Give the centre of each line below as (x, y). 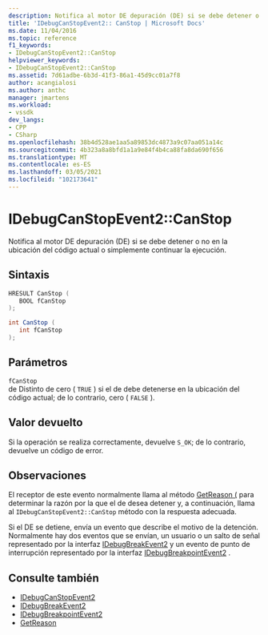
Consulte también (54, 578)
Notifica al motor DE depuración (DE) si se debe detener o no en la (118, 241)
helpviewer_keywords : (44, 61)
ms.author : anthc (37, 90)
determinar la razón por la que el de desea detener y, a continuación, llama (132, 503)
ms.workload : (30, 105)
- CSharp (23, 135)
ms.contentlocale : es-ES (50, 165)
